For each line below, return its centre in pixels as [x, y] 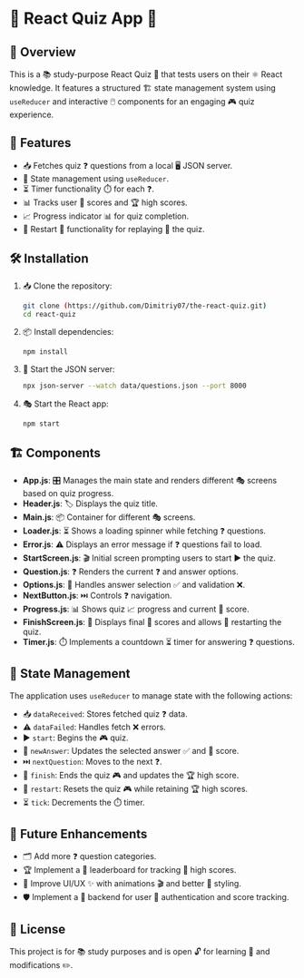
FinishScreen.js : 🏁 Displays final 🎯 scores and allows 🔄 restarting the [152, 621]
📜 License [38, 929]
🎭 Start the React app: [65, 404]
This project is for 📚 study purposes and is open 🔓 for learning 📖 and [140, 952]
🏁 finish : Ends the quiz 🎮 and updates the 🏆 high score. [131, 775]
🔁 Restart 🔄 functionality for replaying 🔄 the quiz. [113, 229]
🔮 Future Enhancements [78, 834]
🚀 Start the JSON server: [69, 369]
